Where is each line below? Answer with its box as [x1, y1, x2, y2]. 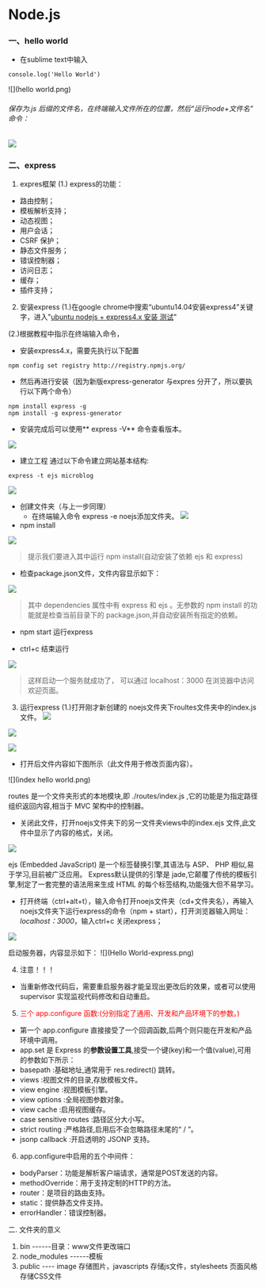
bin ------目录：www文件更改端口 [19, 1241, 131, 1251]
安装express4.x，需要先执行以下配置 [19, 345, 140, 355]
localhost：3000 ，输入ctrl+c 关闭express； [19, 916, 164, 925]
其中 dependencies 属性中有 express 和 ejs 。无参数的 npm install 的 [27, 600, 251, 609]
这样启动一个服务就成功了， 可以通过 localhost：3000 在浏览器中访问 [27, 675, 255, 685]
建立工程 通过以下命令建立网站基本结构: [19, 456, 149, 465]
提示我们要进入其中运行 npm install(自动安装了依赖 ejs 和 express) [27, 552, 244, 561]
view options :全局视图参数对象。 [19, 1094, 128, 1104]
